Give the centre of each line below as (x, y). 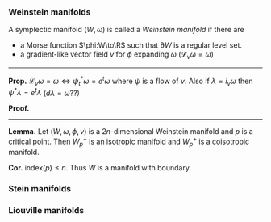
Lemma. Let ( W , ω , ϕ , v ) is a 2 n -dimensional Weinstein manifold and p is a (131, 132)
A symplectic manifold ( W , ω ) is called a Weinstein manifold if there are (126, 30)
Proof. (19, 108)
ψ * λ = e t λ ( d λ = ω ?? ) (44, 92)
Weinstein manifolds (50, 12)
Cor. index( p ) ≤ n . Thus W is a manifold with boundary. (100, 167)
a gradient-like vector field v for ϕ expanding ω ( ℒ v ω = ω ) (117, 55)
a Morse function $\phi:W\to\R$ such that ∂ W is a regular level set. (131, 45)
